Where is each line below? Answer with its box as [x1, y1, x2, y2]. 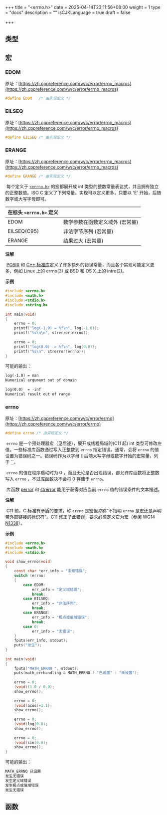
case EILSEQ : [23, 596, 50, 602]
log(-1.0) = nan [5, 373, 39, 378]
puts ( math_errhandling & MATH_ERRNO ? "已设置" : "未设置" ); [14, 670, 140, 675]
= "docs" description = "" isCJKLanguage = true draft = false [5, 9, 131, 15]
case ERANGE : [23, 611, 50, 615]
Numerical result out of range [5, 392, 70, 397]
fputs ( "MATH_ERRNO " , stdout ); [14, 666, 79, 671]
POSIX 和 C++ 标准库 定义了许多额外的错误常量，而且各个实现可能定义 [6, 262, 151, 268]
